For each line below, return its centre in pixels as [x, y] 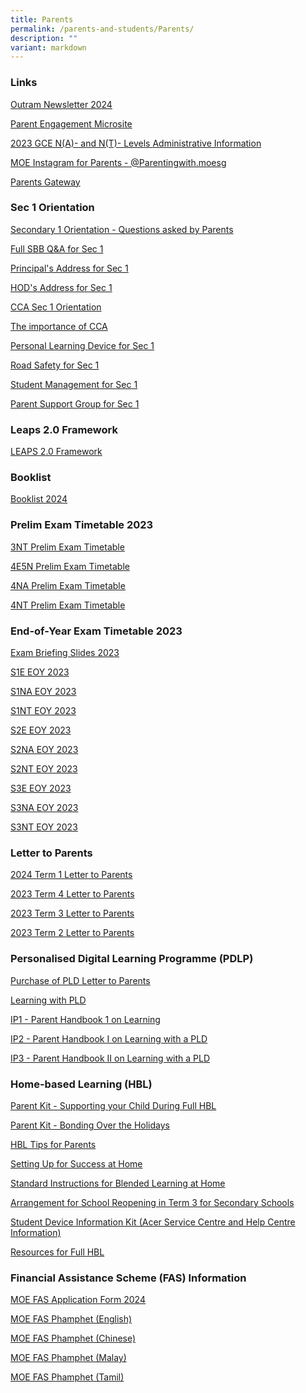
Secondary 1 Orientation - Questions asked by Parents [122, 229]
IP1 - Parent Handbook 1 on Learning [85, 1019]
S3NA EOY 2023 [44, 808]
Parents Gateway [45, 182]
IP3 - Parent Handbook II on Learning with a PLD [110, 1058]
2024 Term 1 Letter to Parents [71, 875]
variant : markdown [48, 47]
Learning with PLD [48, 1000]
